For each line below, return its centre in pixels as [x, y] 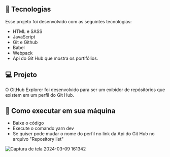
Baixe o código [28, 123]
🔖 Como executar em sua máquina [60, 111]
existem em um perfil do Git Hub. [40, 95]
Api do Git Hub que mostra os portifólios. [55, 58]
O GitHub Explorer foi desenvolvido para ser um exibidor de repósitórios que [85, 90]
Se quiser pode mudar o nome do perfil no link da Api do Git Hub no [83, 134]
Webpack [23, 53]
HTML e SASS [27, 31]
